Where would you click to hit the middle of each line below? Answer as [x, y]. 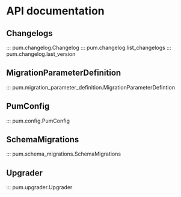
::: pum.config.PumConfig [38, 121]
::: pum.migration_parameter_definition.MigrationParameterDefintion [91, 87]
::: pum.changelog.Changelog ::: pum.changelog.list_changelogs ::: [89, 47]
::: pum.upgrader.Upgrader [39, 187]
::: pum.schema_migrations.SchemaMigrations [64, 154]
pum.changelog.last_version [41, 54]
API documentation [56, 11]
